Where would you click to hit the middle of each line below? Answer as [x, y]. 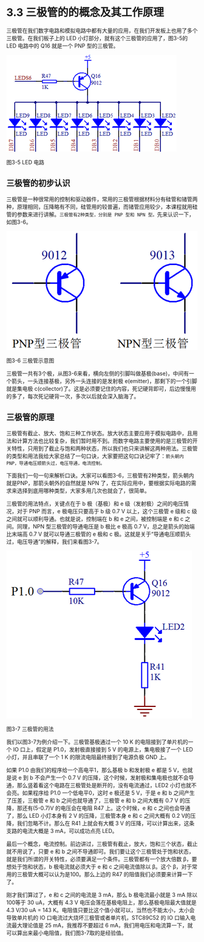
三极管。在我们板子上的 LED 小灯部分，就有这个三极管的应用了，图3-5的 [97, 38]
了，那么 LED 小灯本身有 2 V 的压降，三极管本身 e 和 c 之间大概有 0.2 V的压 [101, 815]
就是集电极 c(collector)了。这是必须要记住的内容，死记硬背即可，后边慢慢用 [101, 388]
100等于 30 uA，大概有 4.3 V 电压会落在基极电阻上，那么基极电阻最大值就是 [101, 902]
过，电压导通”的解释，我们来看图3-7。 [54, 541]
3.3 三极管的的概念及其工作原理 [85, 12]
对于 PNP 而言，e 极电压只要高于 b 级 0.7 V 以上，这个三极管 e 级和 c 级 [107, 511]
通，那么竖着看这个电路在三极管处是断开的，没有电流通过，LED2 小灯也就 [99, 785]
